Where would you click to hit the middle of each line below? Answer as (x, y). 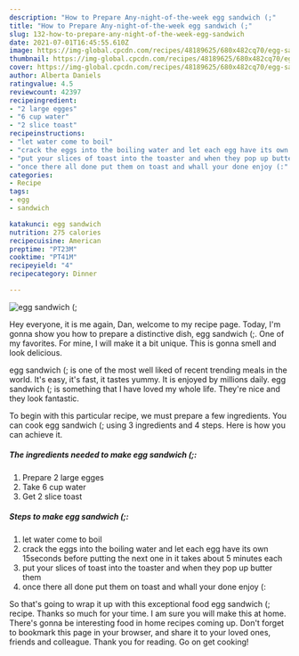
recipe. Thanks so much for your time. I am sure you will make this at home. (148, 613)
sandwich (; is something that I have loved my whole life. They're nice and (145, 389)
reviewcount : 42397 (45, 92)
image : (21, 51)
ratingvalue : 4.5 (41, 84)
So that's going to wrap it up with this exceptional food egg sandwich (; (140, 603)
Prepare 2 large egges (63, 477)
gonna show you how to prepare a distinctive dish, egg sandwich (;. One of (147, 333)
